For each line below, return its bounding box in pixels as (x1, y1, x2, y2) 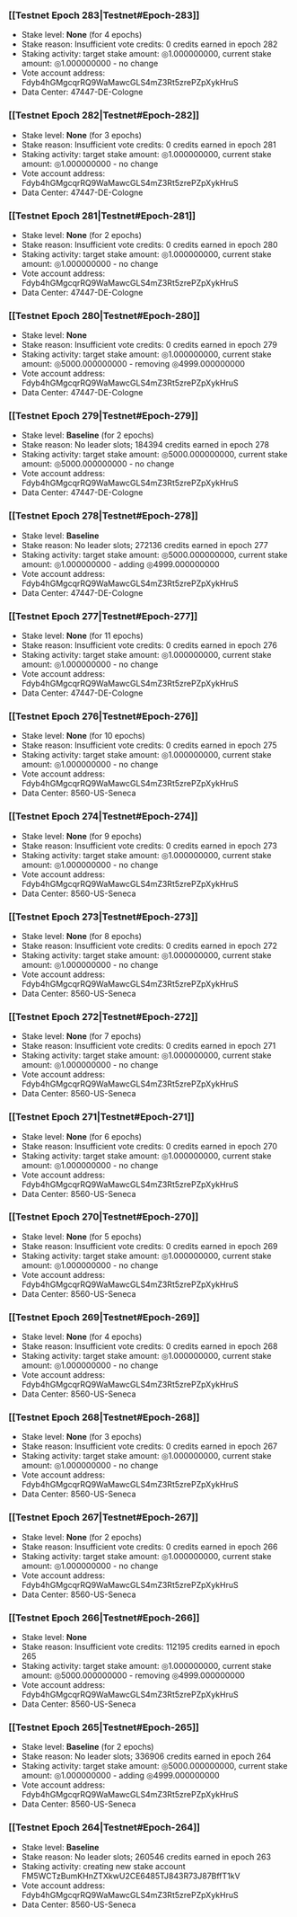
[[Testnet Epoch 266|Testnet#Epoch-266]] (8, 1611, 200, 1624)
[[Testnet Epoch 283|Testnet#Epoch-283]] (8, 9, 200, 22)
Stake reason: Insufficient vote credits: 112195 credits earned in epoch (21, 1641, 280, 1653)
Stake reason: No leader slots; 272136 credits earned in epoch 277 (21, 539, 268, 550)
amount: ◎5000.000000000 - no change (21, 458, 175, 469)
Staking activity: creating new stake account (21, 1860, 186, 1871)
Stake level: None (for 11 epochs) (21, 630, 144, 642)
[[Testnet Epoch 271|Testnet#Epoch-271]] (8, 1111, 195, 1123)
